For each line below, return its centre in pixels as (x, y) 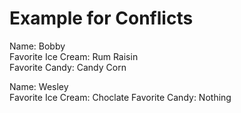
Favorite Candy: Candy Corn (68, 67)
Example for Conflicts (101, 18)
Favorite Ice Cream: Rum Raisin (74, 56)
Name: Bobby (37, 46)
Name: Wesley (39, 86)
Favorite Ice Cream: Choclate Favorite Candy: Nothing (120, 97)
